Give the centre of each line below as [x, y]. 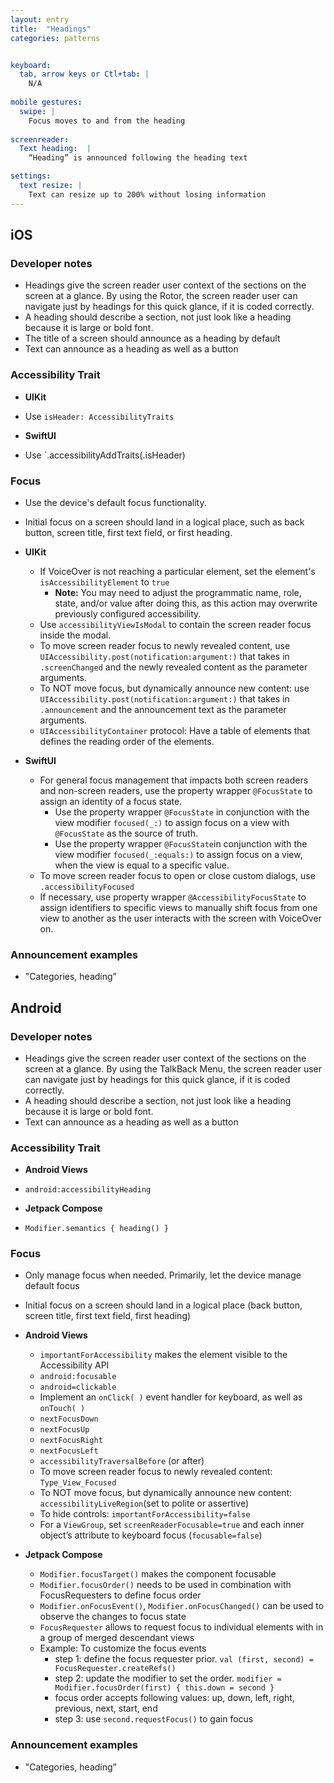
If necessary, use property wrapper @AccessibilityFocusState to [173, 897]
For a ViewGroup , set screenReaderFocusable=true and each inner [172, 1525]
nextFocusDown [69, 1419]
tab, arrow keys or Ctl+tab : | [84, 74]
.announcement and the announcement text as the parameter [163, 709]
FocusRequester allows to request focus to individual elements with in [181, 1627]
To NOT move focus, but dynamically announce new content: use [174, 688]
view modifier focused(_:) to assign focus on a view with [172, 822]
